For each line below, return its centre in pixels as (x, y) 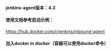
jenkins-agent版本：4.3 (31, 7)
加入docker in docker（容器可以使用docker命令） (57, 43)
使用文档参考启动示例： (30, 20)
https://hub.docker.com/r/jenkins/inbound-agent (55, 31)
